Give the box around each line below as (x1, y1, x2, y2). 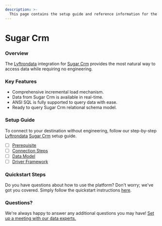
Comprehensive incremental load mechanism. (12, 89, 104, 95)
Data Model (12, 153, 35, 159)
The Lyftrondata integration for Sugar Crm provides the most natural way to (5, 61, 156, 66)
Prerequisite (12, 142, 36, 148)
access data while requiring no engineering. (5, 66, 93, 72)
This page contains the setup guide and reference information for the (9, 12, 158, 16)
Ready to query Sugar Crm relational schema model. (12, 105, 117, 111)
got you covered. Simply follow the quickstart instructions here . (5, 187, 132, 193)
